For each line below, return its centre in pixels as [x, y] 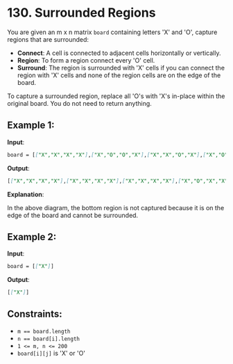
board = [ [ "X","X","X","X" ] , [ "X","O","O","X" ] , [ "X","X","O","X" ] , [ [107, 155]
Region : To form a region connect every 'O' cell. [86, 60]
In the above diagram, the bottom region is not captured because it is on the [116, 207]
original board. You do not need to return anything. [80, 103]
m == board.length [44, 331]
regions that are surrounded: [48, 39]
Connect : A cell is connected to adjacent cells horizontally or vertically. [119, 53]
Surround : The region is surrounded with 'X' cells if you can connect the [121, 68]
